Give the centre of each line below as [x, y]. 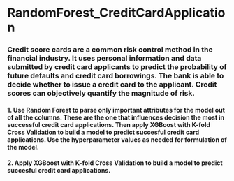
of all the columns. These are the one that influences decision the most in [116, 117]
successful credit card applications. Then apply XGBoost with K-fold [109, 124]
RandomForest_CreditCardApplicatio [116, 13]
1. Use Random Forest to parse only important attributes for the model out [116, 110]
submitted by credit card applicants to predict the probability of [117, 67]
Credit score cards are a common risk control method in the [110, 50]
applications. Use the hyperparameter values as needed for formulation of [117, 139]
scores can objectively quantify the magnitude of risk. [101, 94]
